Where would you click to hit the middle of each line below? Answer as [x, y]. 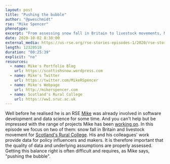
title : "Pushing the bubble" [36, 15]
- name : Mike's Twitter [35, 76]
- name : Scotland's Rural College [46, 94]
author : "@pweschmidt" [29, 19]
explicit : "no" [21, 57]
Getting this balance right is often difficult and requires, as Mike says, [77, 151]
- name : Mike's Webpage [35, 85]
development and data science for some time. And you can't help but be [80, 119]
